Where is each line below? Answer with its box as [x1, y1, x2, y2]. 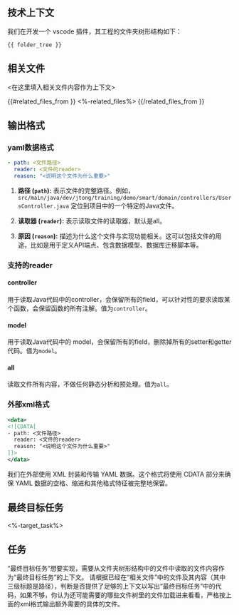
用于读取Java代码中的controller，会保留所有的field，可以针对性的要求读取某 [7, 295, 230, 304]
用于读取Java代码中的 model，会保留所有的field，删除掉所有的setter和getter [7, 337, 232, 346]
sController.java [17, 203, 70, 210]
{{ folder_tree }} [7, 41, 62, 49]
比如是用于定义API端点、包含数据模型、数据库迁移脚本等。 [30, 240, 203, 249]
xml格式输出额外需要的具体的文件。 [19, 599, 124, 608]
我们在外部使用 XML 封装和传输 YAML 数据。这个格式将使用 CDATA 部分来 [7, 469, 225, 478]
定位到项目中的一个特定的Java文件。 [70, 201, 179, 210]
